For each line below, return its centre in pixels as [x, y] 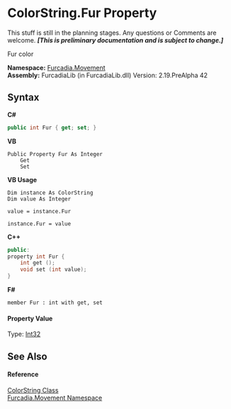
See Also [27, 356]
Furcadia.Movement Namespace [55, 398]
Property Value [30, 318]
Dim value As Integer [39, 199]
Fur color [21, 54]
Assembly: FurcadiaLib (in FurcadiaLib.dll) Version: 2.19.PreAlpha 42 [107, 75]
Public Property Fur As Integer [55, 154]
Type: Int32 [24, 334]
